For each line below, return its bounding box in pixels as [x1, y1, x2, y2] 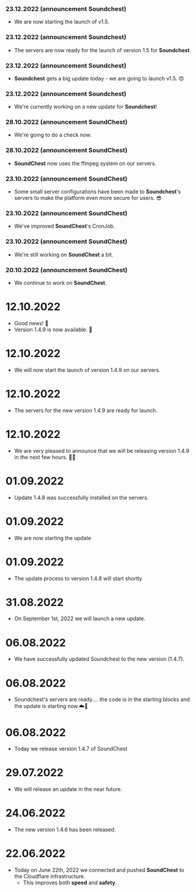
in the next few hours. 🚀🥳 [14, 453, 76, 461]
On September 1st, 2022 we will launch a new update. [14, 615, 146, 622]
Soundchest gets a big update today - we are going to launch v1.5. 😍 [14, 75, 185, 82]
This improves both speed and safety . [23, 879, 117, 886]
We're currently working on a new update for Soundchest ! [14, 103, 158, 110]
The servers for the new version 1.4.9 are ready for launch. [14, 407, 158, 414]
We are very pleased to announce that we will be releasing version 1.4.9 [14, 447, 189, 454]
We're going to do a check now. [14, 131, 92, 138]
